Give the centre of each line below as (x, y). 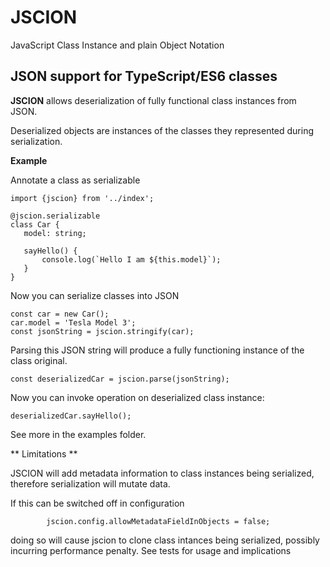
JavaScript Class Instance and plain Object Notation (117, 45)
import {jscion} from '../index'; (82, 198)
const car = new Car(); (60, 314)
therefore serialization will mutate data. (90, 483)
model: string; (55, 233)
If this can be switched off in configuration (97, 503)
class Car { (35, 224)
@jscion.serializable (55, 216)
